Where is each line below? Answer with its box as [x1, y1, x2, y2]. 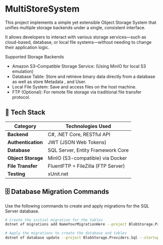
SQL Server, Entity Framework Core [48, 147, 129, 154]
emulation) [12, 68, 34, 74]
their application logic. [5, 44, 49, 50]
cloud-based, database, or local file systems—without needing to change [5, 39, 152, 45]
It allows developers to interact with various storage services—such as [5, 34, 147, 40]
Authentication [7, 139, 43, 145]
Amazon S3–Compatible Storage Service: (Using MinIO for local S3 [12, 63, 147, 69]
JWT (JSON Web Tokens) [48, 139, 107, 145]
